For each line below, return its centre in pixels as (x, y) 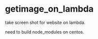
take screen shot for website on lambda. (45, 22)
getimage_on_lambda (49, 9)
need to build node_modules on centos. (44, 32)
